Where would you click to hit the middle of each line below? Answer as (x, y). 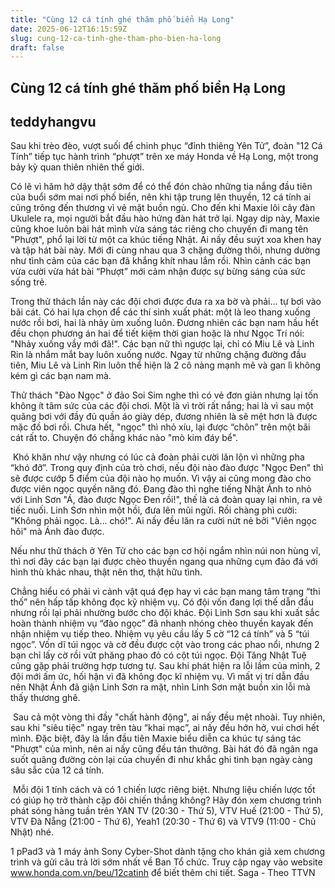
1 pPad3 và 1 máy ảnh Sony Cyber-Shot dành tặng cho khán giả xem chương (167, 852)
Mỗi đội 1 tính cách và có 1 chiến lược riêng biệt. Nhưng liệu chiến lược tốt (164, 790)
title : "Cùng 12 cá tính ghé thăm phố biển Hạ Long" (122, 19)
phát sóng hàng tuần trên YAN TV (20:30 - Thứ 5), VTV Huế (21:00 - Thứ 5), (167, 811)
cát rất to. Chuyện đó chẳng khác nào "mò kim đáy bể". (124, 438)
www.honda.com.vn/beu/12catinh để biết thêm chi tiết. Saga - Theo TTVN (163, 873)
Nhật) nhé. (32, 832)
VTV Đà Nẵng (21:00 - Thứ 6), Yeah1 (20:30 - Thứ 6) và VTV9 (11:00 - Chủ (163, 822)
